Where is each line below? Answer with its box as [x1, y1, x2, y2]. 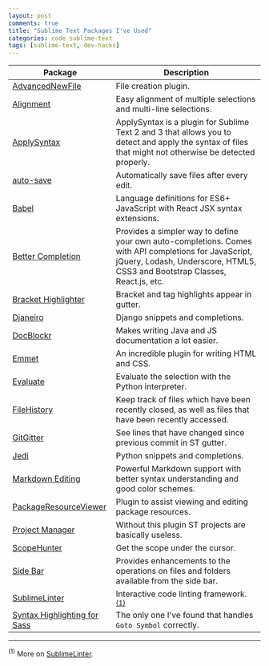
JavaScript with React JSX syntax [115, 203, 243, 214]
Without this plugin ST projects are [115, 519, 246, 531]
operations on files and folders [115, 566, 231, 577]
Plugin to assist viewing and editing [115, 496, 248, 507]
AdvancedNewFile [12, 81, 82, 92]
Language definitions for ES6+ [115, 193, 231, 204]
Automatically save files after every [115, 170, 248, 181]
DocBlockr [12, 330, 52, 341]
